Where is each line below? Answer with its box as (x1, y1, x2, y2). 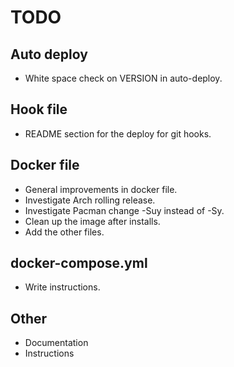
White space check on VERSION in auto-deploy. (24, 72, 223, 84)
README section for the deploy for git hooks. (24, 127, 212, 140)
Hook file (10, 101, 68, 118)
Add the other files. (24, 226, 105, 238)
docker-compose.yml (10, 255, 148, 272)
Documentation (24, 337, 89, 349)
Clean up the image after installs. (24, 215, 161, 227)
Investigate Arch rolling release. (24, 194, 156, 206)
